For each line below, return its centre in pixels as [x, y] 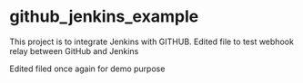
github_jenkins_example [104, 17]
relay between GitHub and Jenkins [74, 51]
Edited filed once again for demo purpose [87, 69]
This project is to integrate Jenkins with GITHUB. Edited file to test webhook [151, 41]
